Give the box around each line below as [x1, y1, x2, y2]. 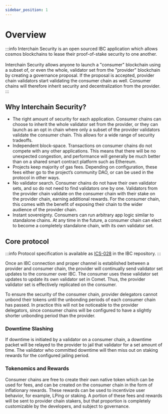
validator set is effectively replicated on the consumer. [5, 282, 117, 288]
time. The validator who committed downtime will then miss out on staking [5, 347, 158, 353]
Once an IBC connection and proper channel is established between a [5, 260, 149, 266]
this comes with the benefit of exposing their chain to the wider [12, 201, 143, 207]
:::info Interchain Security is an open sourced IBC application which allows [5, 46, 158, 52]
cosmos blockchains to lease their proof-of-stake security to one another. [5, 51, 157, 57]
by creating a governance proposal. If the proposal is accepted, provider [5, 72, 154, 78]
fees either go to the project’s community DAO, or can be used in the [12, 169, 154, 176]
